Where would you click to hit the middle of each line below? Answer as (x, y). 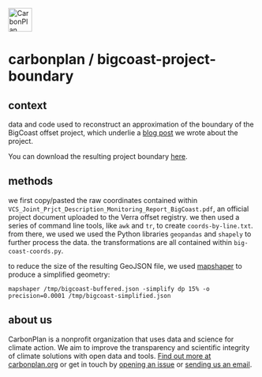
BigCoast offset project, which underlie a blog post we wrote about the (123, 133)
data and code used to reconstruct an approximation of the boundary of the (131, 124)
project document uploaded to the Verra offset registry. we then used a (124, 217)
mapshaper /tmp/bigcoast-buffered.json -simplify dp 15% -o (109, 288)
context (28, 106)
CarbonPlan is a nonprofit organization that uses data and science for (121, 339)
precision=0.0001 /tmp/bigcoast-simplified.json (90, 296)
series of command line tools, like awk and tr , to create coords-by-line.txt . (131, 225)
